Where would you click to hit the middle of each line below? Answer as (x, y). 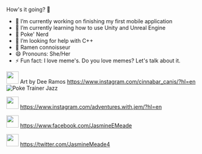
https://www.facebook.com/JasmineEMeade (76, 126)
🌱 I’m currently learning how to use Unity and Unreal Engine (90, 28)
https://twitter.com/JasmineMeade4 (65, 144)
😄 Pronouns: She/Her (43, 54)
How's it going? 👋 (28, 9)
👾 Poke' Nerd (32, 34)
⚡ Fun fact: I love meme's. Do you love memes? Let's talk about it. (98, 61)
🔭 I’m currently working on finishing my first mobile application (94, 21)
